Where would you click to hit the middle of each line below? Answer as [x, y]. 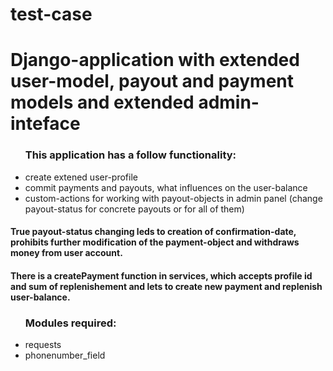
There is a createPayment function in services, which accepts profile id [161, 275]
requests [43, 345]
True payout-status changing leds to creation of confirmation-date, [153, 232]
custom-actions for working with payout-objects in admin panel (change [173, 198]
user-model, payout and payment [152, 81]
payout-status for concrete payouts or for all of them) [134, 209]
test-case [51, 14]
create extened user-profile [81, 177]
